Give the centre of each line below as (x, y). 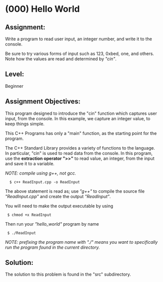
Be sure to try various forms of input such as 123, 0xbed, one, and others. (80, 53)
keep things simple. (25, 124)
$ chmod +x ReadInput (29, 215)
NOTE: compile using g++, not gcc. (41, 173)
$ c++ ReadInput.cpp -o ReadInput (45, 182)
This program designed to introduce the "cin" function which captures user (81, 113)
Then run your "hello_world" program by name (52, 224)
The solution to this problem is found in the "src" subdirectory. (68, 274)
